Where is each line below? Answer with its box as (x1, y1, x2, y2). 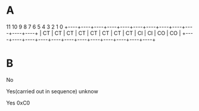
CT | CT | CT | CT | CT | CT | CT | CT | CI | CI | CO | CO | (42, 29, 181, 36)
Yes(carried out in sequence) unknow (6, 87, 98, 95)
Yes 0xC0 (6, 99, 30, 106)
